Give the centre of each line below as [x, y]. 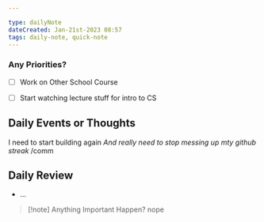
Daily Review [41, 175]
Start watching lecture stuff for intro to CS [88, 98]
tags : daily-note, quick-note [58, 37]
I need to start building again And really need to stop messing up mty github [132, 142]
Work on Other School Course [69, 82]
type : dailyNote [35, 22]
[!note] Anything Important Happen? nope [96, 209]
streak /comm [31, 150]
